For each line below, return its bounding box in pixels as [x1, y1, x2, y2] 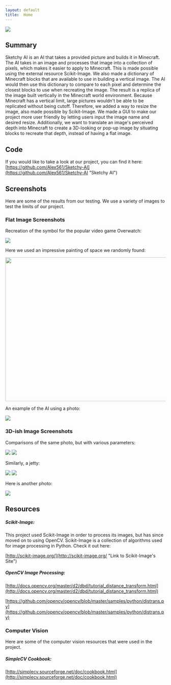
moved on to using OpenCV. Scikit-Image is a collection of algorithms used [5, 537, 162, 543]
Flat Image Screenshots [5, 216, 65, 223]
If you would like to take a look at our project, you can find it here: [5, 159, 143, 165]
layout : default [5, 7, 40, 13]
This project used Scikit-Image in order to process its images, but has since [5, 532, 164, 538]
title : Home [5, 12, 33, 17]
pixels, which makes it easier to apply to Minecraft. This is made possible [5, 65, 159, 72]
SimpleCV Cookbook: [5, 655, 52, 662]
